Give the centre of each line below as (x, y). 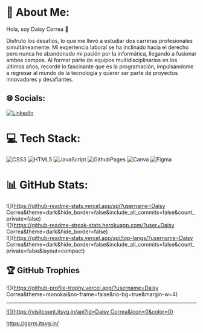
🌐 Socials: (26, 98)
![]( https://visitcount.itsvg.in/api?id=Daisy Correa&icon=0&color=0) (90, 312)
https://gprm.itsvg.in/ (33, 323)
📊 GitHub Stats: (47, 185)
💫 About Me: (38, 12)
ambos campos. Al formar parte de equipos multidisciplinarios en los (92, 60)
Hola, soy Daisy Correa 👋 (37, 29)
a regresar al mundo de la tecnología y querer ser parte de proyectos (92, 73)
